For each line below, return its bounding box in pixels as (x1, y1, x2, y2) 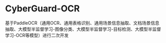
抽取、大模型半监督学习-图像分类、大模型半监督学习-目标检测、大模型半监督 (5, 26, 161, 32)
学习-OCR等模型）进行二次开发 (5, 32, 69, 38)
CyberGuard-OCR (5, 3, 80, 14)
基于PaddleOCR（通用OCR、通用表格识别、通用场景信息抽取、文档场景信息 (5, 20, 160, 26)
